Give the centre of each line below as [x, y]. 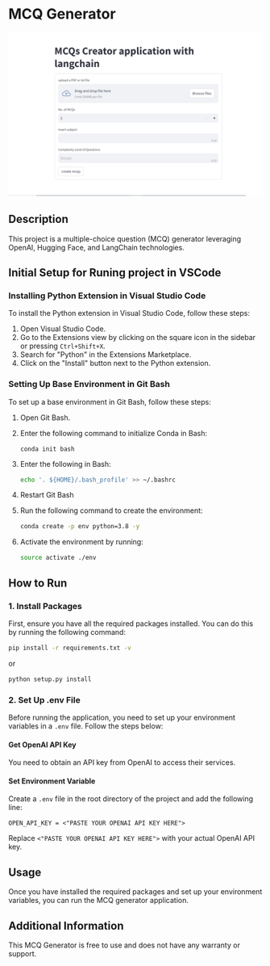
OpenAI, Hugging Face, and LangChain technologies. [97, 247]
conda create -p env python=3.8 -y [80, 527]
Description [38, 219]
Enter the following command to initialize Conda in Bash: [114, 433]
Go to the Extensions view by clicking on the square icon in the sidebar [138, 338]
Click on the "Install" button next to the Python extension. [115, 363]
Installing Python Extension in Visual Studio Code [107, 296]
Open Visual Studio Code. [63, 329]
